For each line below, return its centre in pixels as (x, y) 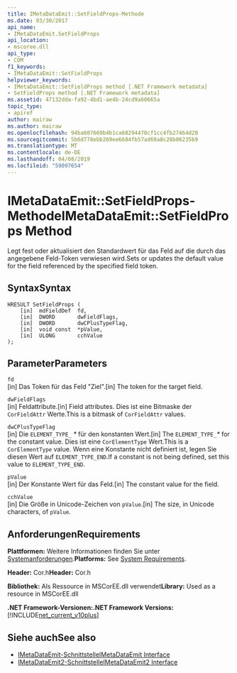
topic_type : (25, 106)
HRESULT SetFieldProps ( (44, 305)
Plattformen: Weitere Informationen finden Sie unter (84, 552)
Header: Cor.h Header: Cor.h (49, 573)
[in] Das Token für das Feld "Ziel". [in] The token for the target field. (105, 387)
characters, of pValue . (39, 512)
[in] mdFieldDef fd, (54, 311)
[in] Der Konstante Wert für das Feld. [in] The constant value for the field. (114, 484)
